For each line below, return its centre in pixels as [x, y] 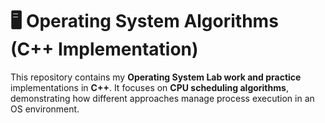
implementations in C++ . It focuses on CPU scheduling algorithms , [149, 87]
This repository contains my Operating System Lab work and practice [156, 77]
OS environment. [45, 109]
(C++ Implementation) [104, 49]
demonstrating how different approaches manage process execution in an [162, 98]
